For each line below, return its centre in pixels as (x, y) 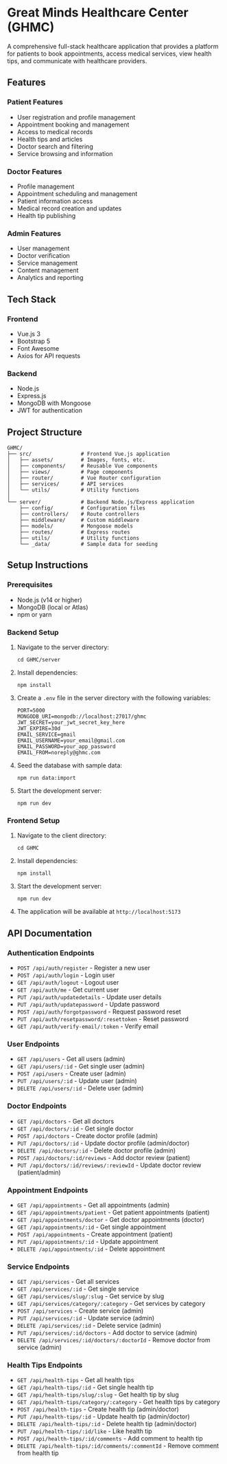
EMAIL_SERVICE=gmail (46, 734)
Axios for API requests (49, 356)
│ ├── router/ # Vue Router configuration (84, 478)
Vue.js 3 (29, 334)
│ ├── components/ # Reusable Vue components (82, 466)
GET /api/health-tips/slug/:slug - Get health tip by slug (98, 1395)
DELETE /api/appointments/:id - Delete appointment (91, 1249)
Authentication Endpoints (51, 952)
